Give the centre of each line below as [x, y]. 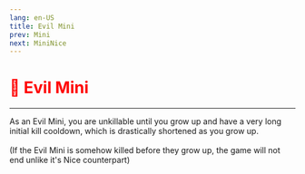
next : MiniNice [38, 43]
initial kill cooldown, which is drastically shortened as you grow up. [134, 131]
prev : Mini [30, 34]
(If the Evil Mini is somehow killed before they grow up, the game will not [145, 150]
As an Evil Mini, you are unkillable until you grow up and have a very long [146, 121]
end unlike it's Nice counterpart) [70, 160]
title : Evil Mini [42, 26]
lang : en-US [32, 18]
